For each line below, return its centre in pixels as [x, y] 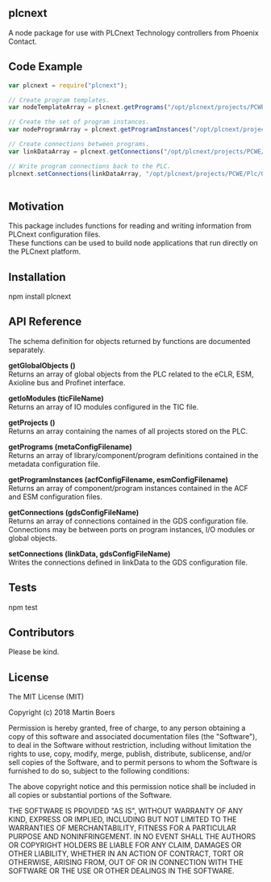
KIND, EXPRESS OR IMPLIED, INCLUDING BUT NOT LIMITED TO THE [123, 820]
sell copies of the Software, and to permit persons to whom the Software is [133, 762]
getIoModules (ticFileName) [56, 398]
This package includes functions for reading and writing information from [130, 226]
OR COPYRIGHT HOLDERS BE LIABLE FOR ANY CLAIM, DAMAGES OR [125, 845]
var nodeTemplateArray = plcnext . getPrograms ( [88, 107]
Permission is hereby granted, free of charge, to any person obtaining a [127, 728]
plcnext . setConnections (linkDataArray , [75, 174]
